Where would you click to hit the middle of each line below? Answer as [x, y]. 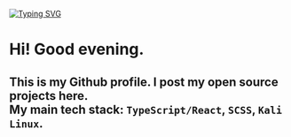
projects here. [49, 96]
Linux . [26, 123]
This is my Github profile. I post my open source [144, 82]
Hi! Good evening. [77, 49]
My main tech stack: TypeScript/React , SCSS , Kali [145, 109]
